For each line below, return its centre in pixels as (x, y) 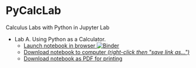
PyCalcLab (33, 11)
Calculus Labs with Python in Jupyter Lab (58, 27)
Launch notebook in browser (59, 46)
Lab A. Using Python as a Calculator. (60, 39)
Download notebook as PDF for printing (73, 58)
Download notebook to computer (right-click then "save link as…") (106, 52)
